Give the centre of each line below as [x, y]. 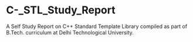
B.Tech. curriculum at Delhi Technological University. [70, 32]
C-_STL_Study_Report [61, 10]
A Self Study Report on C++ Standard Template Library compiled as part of [97, 26]
